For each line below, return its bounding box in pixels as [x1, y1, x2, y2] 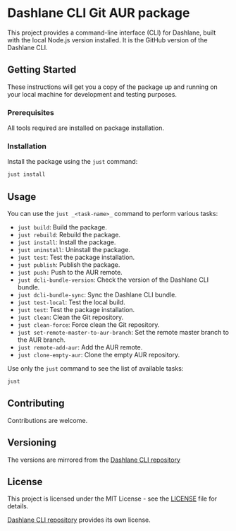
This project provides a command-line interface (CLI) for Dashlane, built [7, 28, 216, 37]
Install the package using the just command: [7, 157, 138, 166]
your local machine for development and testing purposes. [7, 90, 178, 98]
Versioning [7, 436, 56, 449]
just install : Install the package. [17, 238, 116, 246]
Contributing [7, 398, 65, 410]
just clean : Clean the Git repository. [17, 313, 124, 322]
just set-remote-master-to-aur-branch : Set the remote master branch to [17, 328, 229, 337]
